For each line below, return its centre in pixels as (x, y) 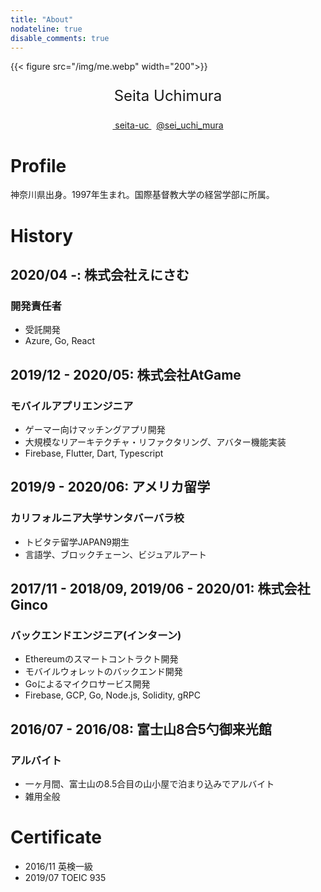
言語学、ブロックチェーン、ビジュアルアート (116, 554)
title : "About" (42, 19)
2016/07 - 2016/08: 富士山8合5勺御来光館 (141, 729)
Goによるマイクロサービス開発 (87, 684)
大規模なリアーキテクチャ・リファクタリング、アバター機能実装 (155, 442)
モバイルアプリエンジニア (72, 406)
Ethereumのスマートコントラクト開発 (101, 659)
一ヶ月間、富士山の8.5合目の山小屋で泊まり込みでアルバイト (149, 783)
